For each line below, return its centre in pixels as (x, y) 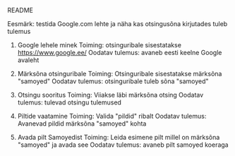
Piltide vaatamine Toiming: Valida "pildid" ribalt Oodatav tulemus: (112, 116)
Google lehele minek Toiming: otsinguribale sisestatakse (100, 45)
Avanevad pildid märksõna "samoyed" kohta (82, 124)
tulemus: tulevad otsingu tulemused (70, 102)
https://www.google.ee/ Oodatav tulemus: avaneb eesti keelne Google (120, 53)
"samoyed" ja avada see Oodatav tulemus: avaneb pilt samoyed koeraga (123, 145)
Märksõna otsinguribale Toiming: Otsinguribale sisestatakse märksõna (120, 74)
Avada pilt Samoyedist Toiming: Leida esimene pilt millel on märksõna (119, 137)
